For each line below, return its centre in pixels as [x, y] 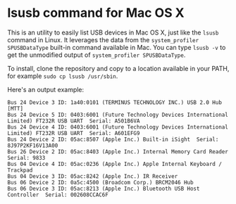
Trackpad [20, 170]
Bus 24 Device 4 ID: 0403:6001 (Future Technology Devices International [118, 127]
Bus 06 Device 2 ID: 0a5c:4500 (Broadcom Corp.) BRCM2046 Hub [100, 182]
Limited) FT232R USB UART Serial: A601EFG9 [74, 133]
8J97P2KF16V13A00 [33, 146]
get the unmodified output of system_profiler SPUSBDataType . [97, 55]
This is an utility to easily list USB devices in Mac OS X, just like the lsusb [113, 32]
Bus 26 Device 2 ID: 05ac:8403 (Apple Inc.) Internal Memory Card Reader [118, 152]
